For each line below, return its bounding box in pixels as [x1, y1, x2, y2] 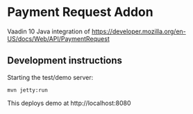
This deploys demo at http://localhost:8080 [7, 99, 131, 107]
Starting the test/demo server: [7, 73, 94, 81]
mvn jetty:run [7, 86, 49, 94]
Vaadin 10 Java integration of [7, 27, 90, 35]
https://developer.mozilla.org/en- [91, 27, 186, 35]
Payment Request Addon [7, 4, 154, 20]
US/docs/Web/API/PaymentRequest [7, 34, 110, 42]
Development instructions [7, 55, 123, 67]
